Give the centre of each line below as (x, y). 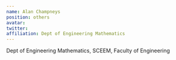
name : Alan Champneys (33, 12)
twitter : (17, 28)
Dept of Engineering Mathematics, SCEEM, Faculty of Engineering (88, 50)
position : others (28, 17)
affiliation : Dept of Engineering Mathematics (66, 34)
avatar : (16, 23)
